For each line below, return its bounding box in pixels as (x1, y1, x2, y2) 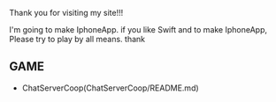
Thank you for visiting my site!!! (9, 8, 124, 18)
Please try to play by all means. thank (9, 34, 146, 44)
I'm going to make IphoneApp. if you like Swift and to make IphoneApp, (9, 25, 268, 34)
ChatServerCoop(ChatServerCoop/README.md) (21, 83, 199, 93)
